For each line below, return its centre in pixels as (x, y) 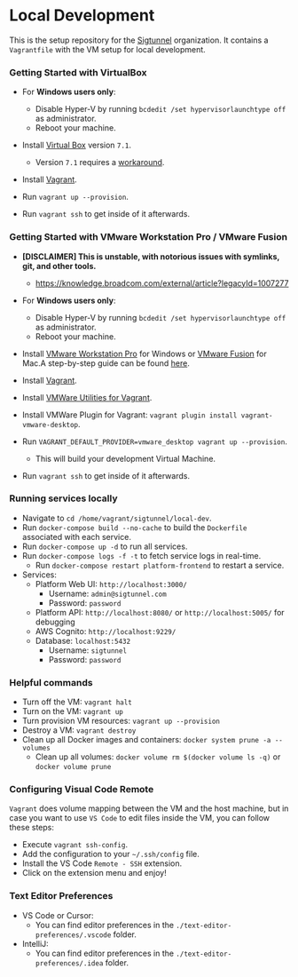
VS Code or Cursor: (58, 915)
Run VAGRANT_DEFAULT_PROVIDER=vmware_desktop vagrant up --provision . (155, 441)
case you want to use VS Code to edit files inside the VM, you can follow (140, 818)
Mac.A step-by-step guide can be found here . (106, 363)
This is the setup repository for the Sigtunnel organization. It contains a (139, 40)
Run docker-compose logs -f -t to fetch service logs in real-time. (141, 555)
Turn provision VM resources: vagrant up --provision (121, 721)
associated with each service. (76, 536)
